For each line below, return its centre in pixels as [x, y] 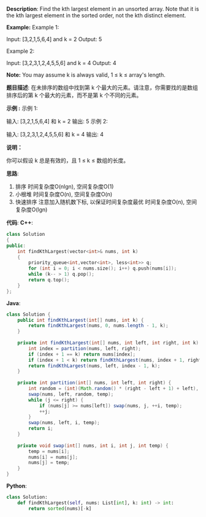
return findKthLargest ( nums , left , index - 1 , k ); [94, 366]
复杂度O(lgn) [31, 209]
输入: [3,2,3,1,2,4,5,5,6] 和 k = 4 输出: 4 [55, 134]
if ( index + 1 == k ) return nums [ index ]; [82, 354]
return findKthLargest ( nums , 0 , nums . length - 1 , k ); [98, 326]
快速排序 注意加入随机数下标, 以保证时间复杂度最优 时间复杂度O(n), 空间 [106, 202]
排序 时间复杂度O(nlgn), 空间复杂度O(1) [64, 186]
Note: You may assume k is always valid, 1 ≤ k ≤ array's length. [86, 75]
